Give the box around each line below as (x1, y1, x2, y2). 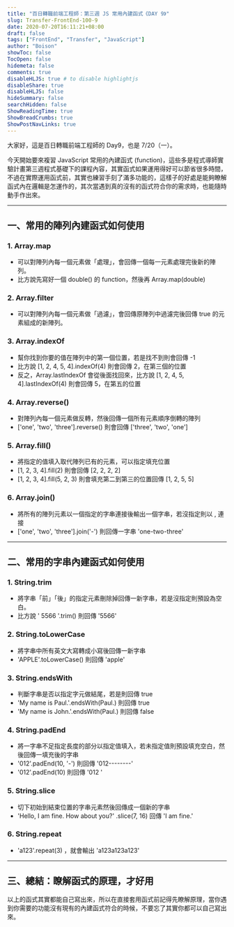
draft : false (7, 29, 45, 37)
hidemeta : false (7, 62, 54, 69)
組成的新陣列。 (23, 319, 67, 327)
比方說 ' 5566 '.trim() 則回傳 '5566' (17, 612, 117, 620)
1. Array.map (7, 240, 51, 250)
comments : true (7, 69, 52, 76)
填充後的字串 (41, 751, 79, 759)
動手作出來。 (7, 190, 44, 199)
